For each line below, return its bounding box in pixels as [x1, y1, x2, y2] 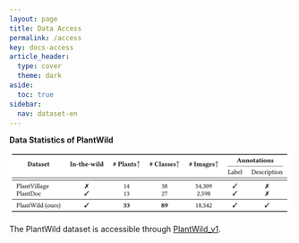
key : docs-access [9, 43, 74, 52]
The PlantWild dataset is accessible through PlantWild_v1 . [9, 223, 221, 234]
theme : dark [17, 72, 63, 81]
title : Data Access [9, 23, 82, 33]
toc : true [17, 90, 54, 99]
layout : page [9, 14, 58, 23]
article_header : [9, 52, 70, 62]
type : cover [17, 62, 63, 71]
